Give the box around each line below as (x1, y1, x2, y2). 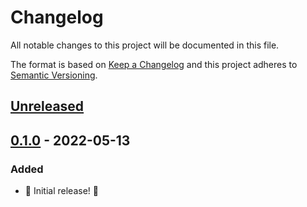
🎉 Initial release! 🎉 (24, 185, 99, 197)
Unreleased (10, 98, 85, 115)
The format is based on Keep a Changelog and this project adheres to (10, 58, 298, 70)
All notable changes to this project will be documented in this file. (10, 39, 280, 51)
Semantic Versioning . (10, 69, 98, 81)
